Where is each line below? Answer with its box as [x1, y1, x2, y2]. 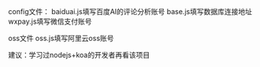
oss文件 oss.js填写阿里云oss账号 [8, 34, 114, 43]
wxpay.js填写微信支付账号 [8, 17, 92, 26]
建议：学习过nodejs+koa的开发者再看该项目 [8, 50, 150, 59]
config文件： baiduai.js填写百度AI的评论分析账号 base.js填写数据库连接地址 [8, 7, 252, 16]
